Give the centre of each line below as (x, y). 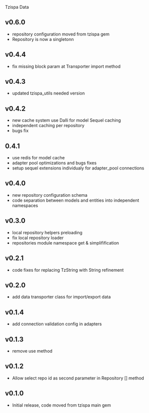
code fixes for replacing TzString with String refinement (68, 270)
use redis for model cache (38, 158)
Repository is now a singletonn (43, 39)
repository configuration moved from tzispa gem (61, 34)
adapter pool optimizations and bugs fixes (54, 163)
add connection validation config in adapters (57, 324)
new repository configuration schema (50, 195)
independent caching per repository (48, 126)
